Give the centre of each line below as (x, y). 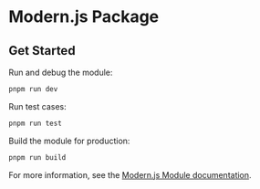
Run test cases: (37, 106)
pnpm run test (36, 123)
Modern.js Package (84, 17)
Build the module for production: (69, 141)
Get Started (42, 51)
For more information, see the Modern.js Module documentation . (130, 174)
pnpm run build (37, 157)
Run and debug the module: (61, 72)
